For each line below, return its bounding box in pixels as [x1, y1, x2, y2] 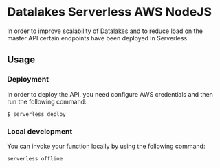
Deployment [7, 75, 49, 84]
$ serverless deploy [7, 110, 67, 117]
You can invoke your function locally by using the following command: [7, 142, 206, 150]
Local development [7, 126, 73, 136]
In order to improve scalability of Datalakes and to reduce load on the [7, 27, 203, 35]
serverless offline [7, 155, 63, 162]
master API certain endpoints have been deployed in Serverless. [7, 34, 189, 42]
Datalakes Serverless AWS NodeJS [7, 4, 212, 20]
